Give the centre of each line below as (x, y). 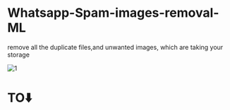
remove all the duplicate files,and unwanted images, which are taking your (115, 47)
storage (19, 55)
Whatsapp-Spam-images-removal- (113, 13)
